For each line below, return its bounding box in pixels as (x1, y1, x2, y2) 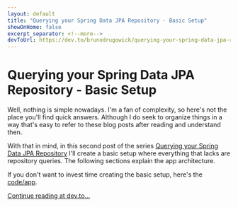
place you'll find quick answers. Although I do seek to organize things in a (7, 113, 223, 122)
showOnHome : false (7, 23, 62, 30)
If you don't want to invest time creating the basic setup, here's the (7, 170, 203, 179)
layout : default (7, 10, 55, 18)
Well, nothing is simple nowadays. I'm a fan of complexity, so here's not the (7, 105, 227, 114)
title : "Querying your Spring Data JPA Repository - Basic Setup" (7, 17, 208, 24)
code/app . (7, 178, 38, 187)
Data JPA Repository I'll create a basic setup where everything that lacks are (7, 149, 231, 158)
